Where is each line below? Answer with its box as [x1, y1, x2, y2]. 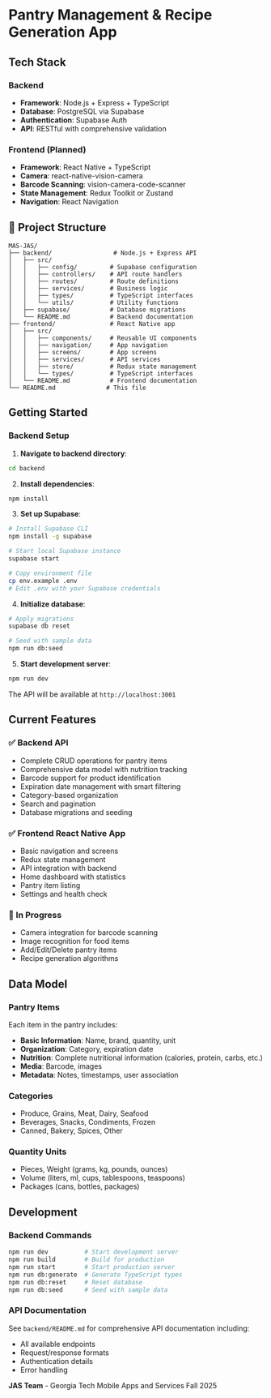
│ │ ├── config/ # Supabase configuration [8, 263, 197, 271]
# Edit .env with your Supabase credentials [8, 584, 161, 593]
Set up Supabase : [19, 509, 81, 519]
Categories [8, 1090, 53, 1101]
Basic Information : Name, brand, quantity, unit [19, 1036, 176, 1045]
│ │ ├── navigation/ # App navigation [8, 341, 168, 349]
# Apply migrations [8, 615, 74, 623]
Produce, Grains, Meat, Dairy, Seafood [19, 1109, 149, 1118]
